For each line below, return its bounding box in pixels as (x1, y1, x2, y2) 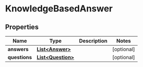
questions (7, 54, 32, 61)
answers (7, 46, 29, 53)
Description (79, 38, 108, 44)
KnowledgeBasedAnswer (5, 3, 113, 14)
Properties (5, 23, 39, 31)
